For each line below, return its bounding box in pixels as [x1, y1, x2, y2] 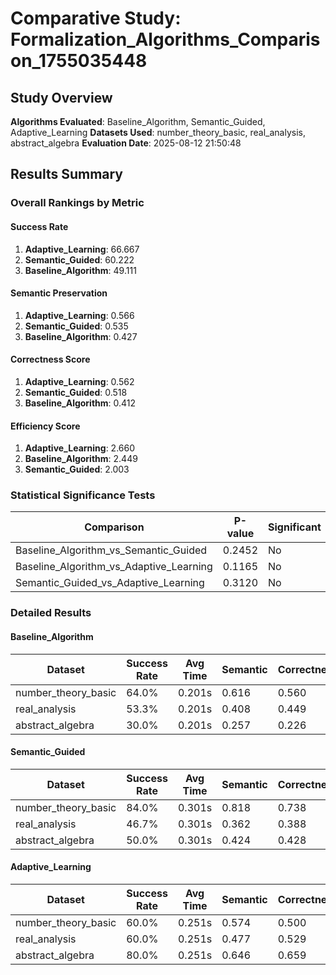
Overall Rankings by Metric [10, 196, 145, 210]
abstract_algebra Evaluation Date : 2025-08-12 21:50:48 [10, 137, 242, 149]
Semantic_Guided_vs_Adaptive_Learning [15, 576, 205, 590]
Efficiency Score [10, 420, 81, 432]
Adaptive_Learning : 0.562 [24, 375, 135, 387]
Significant [268, 520, 322, 534]
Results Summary [10, 166, 124, 183]
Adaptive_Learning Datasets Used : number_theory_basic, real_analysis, [10, 127, 306, 138]
